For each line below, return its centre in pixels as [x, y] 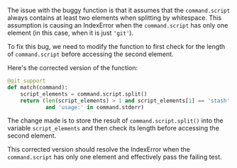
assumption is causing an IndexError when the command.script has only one [118, 25]
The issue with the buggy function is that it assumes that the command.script [119, 10]
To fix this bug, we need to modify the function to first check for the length [116, 46]
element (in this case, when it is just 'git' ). [70, 33]
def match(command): [38, 87]
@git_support [27, 81]
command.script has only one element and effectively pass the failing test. [115, 157]
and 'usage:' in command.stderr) [94, 107]
